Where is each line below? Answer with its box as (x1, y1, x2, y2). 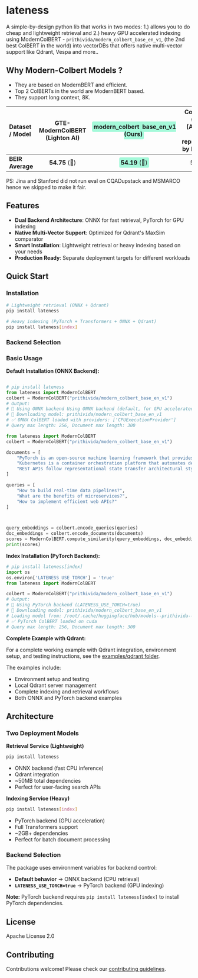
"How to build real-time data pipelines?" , (16, 488, 126, 493)
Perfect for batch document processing (14, 836, 111, 843)
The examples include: (6, 664, 61, 671)
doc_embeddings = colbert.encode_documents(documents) (6, 531, 144, 537)
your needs (14, 248, 42, 255)
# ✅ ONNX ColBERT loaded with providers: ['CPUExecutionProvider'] (6, 417, 177, 423)
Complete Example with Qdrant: (6, 634, 86, 642)
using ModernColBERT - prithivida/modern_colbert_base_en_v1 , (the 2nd (6, 35, 185, 43)
